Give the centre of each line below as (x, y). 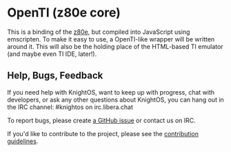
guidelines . (23, 141)
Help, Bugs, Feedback (55, 76)
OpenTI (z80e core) (64, 13)
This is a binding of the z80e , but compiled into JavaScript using (99, 32)
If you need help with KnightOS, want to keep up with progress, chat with (111, 92)
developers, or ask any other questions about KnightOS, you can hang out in (115, 99)
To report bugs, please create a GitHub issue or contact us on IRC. (102, 120)
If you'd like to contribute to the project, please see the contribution (103, 133)
